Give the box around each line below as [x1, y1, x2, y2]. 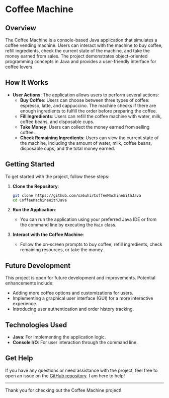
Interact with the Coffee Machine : [12, 232, 84, 238]
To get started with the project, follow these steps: [5, 173, 110, 180]
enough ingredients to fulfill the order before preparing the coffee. [20, 107, 157, 114]
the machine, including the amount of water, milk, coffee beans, [20, 140, 152, 146]
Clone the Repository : [12, 183, 59, 189]
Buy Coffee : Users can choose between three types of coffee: [20, 97, 150, 103]
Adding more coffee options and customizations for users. [12, 290, 133, 296]
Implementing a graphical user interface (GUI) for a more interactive [12, 295, 153, 301]
